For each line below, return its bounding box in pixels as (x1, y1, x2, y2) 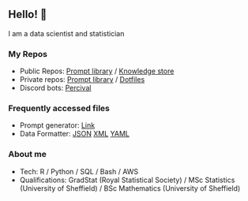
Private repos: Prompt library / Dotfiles (19, 75, 145, 84)
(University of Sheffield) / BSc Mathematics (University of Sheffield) (19, 183, 241, 193)
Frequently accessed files (8, 103, 111, 114)
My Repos (8, 48, 47, 59)
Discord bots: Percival (19, 84, 92, 93)
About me (8, 149, 47, 160)
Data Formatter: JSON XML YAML (19, 129, 130, 139)
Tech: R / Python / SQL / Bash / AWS (19, 166, 139, 176)
